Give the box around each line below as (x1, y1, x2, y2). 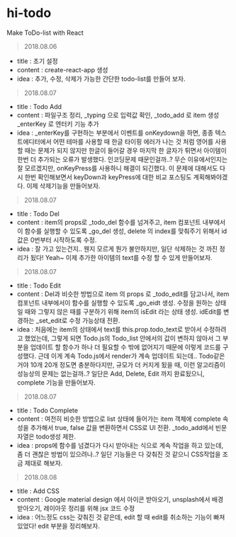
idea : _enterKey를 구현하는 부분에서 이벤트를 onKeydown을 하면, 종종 (16, 128, 214, 137)
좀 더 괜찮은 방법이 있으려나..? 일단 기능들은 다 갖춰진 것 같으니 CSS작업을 (16, 450, 221, 458)
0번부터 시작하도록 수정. (30, 235, 97, 244)
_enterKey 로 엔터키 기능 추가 (16, 119, 100, 128)
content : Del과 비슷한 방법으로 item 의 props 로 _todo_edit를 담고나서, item (16, 289, 230, 298)
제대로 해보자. (24, 458, 63, 467)
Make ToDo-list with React (6, 28, 84, 37)
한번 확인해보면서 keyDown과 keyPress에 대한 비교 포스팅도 (24, 172, 192, 181)
